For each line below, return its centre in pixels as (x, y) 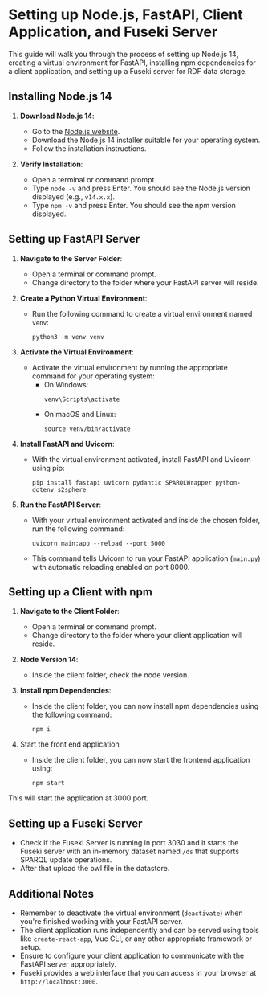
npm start (49, 783)
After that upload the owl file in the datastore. (95, 869)
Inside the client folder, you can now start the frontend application (141, 760)
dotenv (43, 489)
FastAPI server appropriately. (68, 964)
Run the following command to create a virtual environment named (142, 313)
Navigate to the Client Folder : (70, 612)
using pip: (49, 468)
